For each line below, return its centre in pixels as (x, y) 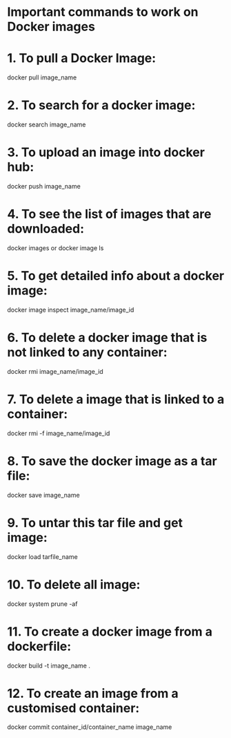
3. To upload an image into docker (106, 152)
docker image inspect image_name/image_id (71, 310)
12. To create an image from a (93, 693)
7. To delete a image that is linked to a (116, 399)
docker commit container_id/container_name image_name (90, 727)
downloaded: (46, 229)
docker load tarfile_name (42, 556)
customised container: (73, 708)
